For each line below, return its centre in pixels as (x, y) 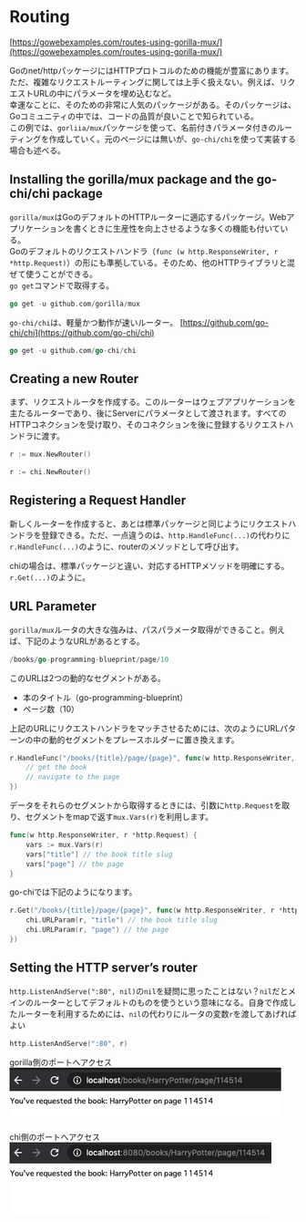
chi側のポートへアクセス (55, 1136)
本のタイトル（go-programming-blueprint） (105, 697)
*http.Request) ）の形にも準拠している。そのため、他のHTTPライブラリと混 (153, 263)
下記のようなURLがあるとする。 (85, 641)
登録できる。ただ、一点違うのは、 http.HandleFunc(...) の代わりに (165, 534)
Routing (40, 17)
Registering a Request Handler (98, 500)
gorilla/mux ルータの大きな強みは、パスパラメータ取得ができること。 (140, 629)
